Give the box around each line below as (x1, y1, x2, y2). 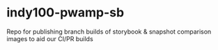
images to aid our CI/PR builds (6, 34, 93, 42)
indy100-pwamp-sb (6, 5, 125, 21)
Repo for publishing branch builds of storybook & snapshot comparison (6, 27, 212, 36)
